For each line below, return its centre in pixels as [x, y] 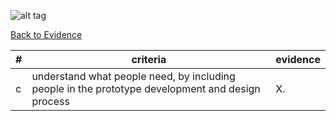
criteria [149, 59]
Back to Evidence [46, 34]
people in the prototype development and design [146, 88]
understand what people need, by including [133, 76]
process [50, 101]
